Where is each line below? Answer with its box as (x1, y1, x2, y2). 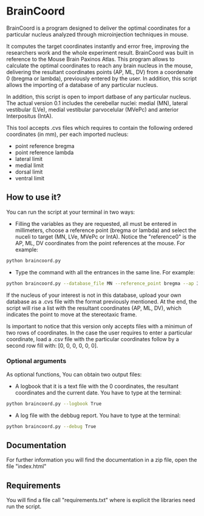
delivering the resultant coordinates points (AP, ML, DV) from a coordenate (6, 68, 193, 75)
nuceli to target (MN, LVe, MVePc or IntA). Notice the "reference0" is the (15, 233, 196, 240)
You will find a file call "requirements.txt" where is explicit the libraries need (6, 497, 195, 504)
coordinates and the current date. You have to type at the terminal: (15, 389, 182, 396)
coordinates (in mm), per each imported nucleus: (6, 131, 129, 138)
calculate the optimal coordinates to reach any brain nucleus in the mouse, (6, 62, 193, 69)
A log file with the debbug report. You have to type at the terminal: (15, 412, 181, 419)
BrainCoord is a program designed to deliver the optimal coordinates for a (6, 24, 191, 32)
